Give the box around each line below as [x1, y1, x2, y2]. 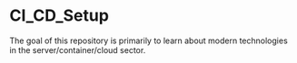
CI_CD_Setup [9, 5, 109, 26]
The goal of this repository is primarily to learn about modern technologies [9, 35, 288, 46]
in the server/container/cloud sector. [9, 44, 146, 55]
